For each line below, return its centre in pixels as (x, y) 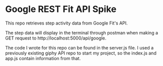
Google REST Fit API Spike (61, 9)
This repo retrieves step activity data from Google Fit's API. (67, 23)
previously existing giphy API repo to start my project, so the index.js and (81, 53)
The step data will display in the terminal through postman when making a (82, 32)
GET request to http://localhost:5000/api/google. (56, 38)
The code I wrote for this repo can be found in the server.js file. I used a (79, 47)
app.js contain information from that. (43, 58)
